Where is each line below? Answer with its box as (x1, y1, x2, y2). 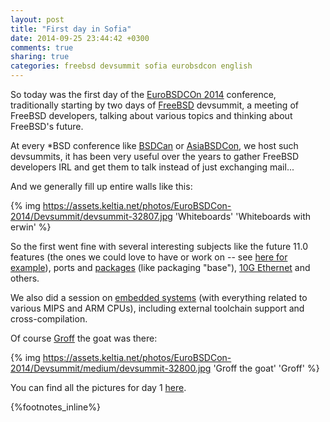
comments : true (10, 42, 74, 53)
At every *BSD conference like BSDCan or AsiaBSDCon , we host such (10, 140, 299, 151)
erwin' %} (10, 221, 52, 233)
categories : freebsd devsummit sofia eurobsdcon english (10, 61, 253, 71)
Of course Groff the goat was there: (10, 332, 158, 344)
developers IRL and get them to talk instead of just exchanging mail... (10, 161, 295, 173)
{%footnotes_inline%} (10, 401, 101, 413)
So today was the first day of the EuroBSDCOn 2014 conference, (10, 89, 277, 100)
